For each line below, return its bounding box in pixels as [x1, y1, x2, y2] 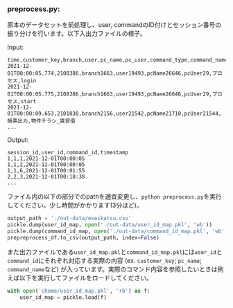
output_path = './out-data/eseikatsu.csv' [7, 215, 132, 222]
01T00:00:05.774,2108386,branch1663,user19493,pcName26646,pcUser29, [7, 70, 213, 77]
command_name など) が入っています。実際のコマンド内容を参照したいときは [7, 264, 218, 273]
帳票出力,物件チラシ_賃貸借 [7, 118, 76, 125]
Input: [7, 43, 24, 52]
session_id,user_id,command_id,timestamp [7, 150, 129, 156]
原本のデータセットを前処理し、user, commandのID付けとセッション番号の [7, 21, 222, 29]
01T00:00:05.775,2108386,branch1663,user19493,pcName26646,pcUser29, [7, 91, 213, 98]
